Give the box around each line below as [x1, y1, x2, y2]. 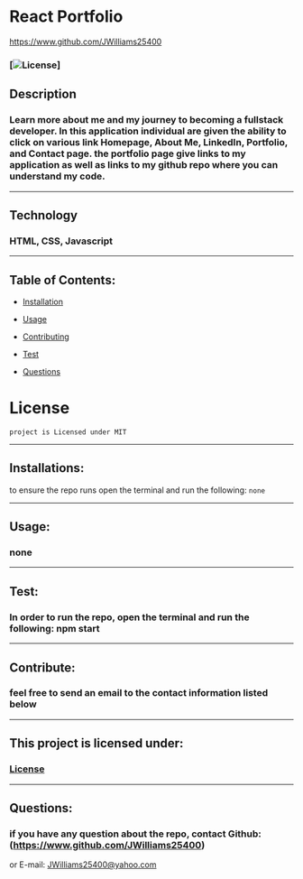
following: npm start [9, 622, 101, 634]
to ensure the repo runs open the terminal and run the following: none [9, 485, 266, 495]
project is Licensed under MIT [9, 427, 127, 437]
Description [9, 87, 77, 102]
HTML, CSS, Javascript [9, 235, 114, 247]
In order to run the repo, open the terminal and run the [9, 611, 250, 624]
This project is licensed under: [9, 736, 184, 751]
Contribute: [9, 660, 76, 675]
